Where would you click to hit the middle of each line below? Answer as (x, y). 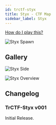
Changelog (22, 94)
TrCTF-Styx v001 (26, 107)
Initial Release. (19, 118)
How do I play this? (24, 33)
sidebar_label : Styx (26, 18)
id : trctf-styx (20, 9)
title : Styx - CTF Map (28, 14)
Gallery (16, 57)
